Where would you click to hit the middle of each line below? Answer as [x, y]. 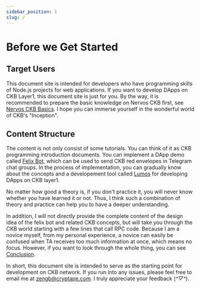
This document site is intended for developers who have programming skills [99, 83]
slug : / [16, 17]
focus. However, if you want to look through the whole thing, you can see [96, 248]
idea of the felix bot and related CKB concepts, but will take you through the [99, 223]
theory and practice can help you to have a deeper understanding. [88, 205]
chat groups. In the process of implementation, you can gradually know [94, 168]
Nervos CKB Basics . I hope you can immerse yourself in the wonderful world [100, 109]
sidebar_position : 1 [32, 12]
